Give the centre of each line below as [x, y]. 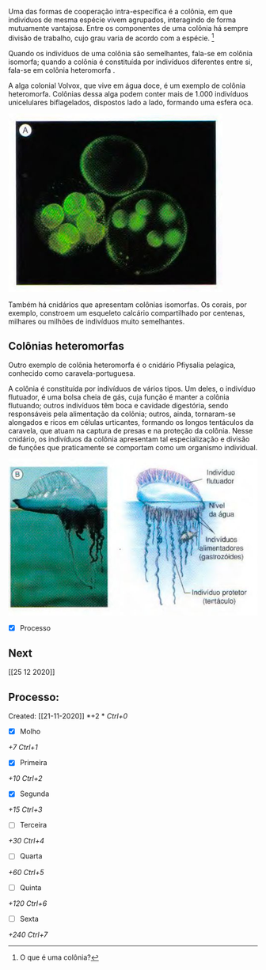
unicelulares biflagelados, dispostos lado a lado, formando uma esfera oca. [131, 102]
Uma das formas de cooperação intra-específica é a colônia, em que [120, 11]
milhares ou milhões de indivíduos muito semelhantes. [97, 321]
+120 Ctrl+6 [28, 903]
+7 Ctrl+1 [23, 748]
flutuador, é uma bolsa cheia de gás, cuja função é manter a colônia [119, 397]
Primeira [33, 763]
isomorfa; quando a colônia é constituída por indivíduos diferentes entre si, [131, 62]
